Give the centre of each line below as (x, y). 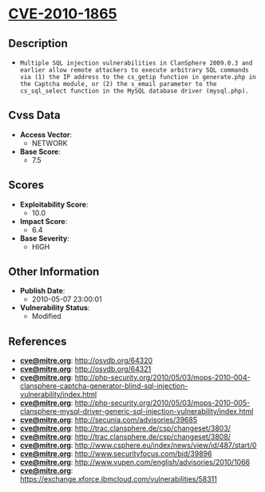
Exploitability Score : (54, 204)
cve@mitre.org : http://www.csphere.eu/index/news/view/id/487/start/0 (138, 445)
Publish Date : (42, 291)
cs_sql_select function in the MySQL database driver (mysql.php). (134, 91)
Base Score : (40, 152)
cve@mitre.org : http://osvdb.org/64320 (86, 360)
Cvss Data (35, 115)
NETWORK (49, 143)
